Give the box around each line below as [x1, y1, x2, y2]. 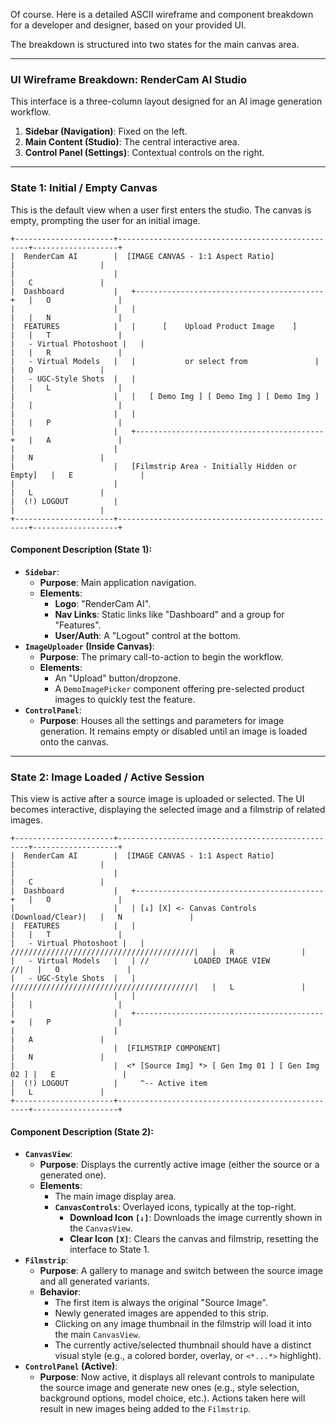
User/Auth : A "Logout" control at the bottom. [54, 629, 241, 641]
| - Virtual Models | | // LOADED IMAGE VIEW [10, 956, 271, 966]
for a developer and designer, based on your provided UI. [10, 19, 247, 31]
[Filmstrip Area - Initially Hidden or [131, 461, 298, 471]
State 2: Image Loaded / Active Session [10, 770, 205, 784]
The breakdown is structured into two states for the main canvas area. [10, 39, 300, 50]
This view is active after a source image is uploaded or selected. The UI [10, 793, 305, 805]
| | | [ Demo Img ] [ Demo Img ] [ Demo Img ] [10, 391, 320, 401]
